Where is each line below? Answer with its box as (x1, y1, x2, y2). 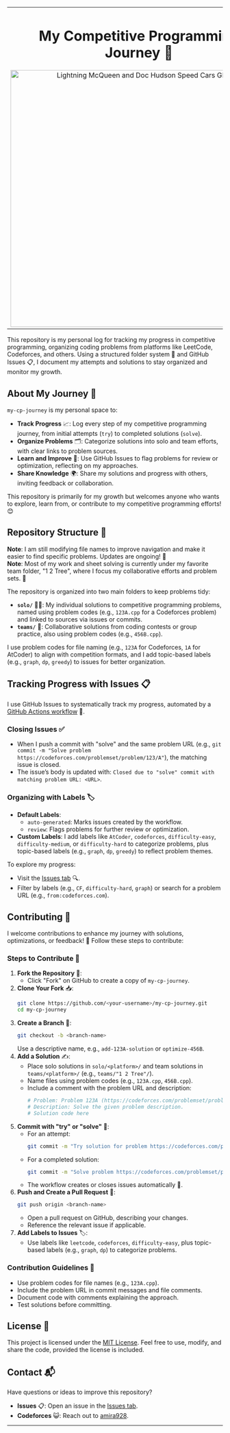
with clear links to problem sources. (16, 447, 118, 455)
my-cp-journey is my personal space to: (7, 406, 118, 414)
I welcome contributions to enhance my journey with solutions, (7, 929, 184, 938)
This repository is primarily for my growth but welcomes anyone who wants (7, 493, 220, 501)
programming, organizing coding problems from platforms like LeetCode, (7, 343, 214, 352)
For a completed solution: (27, 1155, 99, 1164)
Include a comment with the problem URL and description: (27, 1084, 192, 1092)
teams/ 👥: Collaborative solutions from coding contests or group (16, 622, 197, 630)
